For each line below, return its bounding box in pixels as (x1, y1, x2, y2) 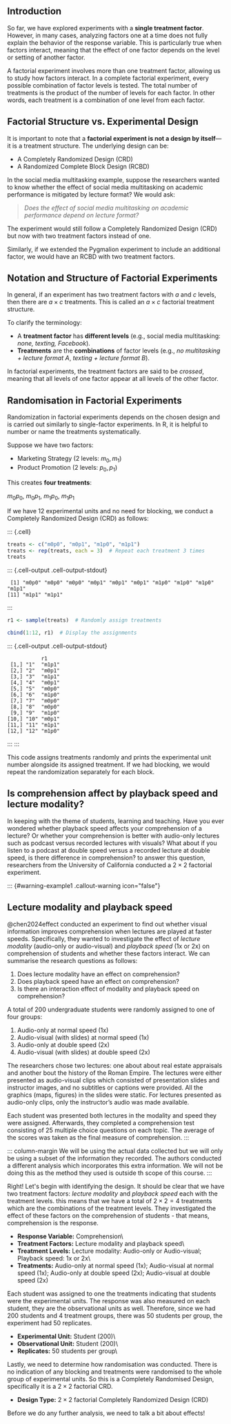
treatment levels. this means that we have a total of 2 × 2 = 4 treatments (7, 1196, 212, 1205)
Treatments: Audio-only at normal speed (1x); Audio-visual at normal (17, 1261, 214, 1269)
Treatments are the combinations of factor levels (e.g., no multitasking (17, 346, 221, 355)
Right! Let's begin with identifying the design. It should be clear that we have (7, 1182, 225, 1190)
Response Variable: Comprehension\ (17, 1232, 123, 1240)
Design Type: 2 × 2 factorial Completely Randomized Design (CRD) (17, 1395, 209, 1403)
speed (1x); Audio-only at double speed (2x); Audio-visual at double (17, 1269, 210, 1277)
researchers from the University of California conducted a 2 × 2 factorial (7, 860, 212, 869)
